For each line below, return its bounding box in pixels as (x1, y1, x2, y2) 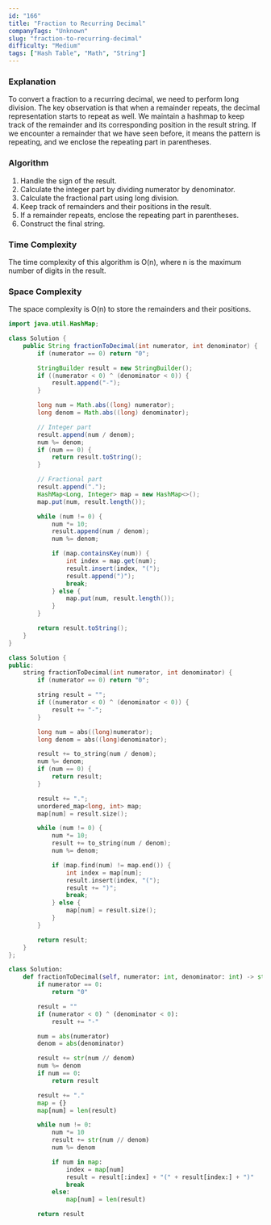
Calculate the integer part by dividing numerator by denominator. (19, 184, 236, 194)
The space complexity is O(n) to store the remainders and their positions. (8, 304, 252, 314)
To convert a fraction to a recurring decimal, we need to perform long (8, 94, 240, 104)
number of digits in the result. (8, 266, 106, 275)
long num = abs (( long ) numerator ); (37, 728, 153, 736)
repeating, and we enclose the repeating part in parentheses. (8, 137, 212, 147)
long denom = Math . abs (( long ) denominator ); (37, 409, 190, 417)
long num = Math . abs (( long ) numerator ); (37, 401, 175, 409)
